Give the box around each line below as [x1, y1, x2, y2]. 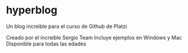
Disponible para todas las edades [6, 40, 86, 47]
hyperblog [6, 3, 58, 17]
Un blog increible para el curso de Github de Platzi [6, 23, 127, 30]
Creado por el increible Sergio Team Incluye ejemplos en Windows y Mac [6, 34, 182, 41]
